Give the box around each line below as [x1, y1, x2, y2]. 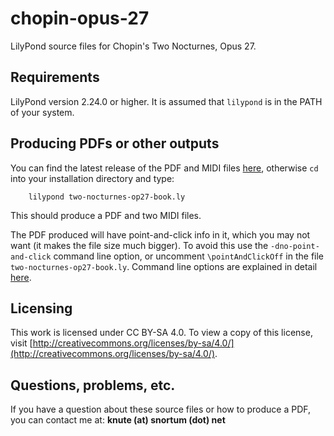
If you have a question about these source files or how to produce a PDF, [10, 403, 312, 416]
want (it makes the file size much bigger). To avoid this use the [10, 239, 269, 251]
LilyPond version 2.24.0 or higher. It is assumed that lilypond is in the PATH [10, 95, 323, 107]
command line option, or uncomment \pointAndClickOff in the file [53, 250, 325, 262]
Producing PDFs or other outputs [10, 135, 220, 152]
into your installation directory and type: [10, 172, 175, 184]
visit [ [10, 337, 33, 349]
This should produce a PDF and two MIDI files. [10, 209, 202, 221]
